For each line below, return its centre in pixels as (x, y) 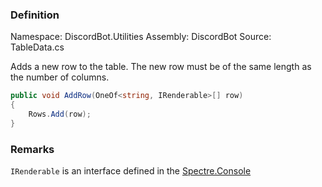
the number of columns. (60, 77)
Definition (35, 15)
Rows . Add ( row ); (60, 114)
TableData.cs (37, 47)
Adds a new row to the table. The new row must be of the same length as (161, 67)
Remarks (32, 149)
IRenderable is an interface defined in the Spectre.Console (131, 171)
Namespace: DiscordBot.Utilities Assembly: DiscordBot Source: (141, 37)
